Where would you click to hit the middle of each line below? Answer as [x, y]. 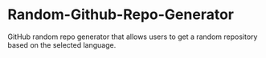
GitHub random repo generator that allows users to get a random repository [133, 37]
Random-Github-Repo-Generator [121, 15]
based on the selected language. [62, 44]
